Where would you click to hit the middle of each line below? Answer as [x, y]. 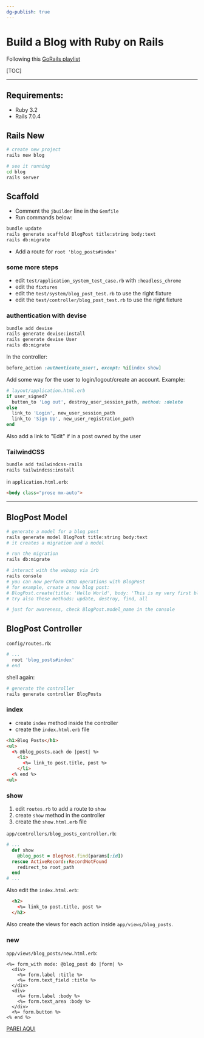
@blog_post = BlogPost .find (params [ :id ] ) [70, 856]
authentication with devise [46, 315]
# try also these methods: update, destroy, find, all [77, 599]
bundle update [24, 229]
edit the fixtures [36, 287]
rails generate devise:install [46, 334]
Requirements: [35, 95]
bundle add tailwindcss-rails [45, 465]
